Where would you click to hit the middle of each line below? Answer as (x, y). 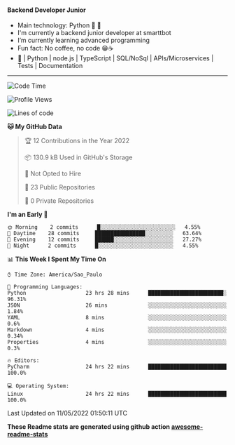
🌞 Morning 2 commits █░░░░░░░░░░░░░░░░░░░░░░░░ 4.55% (104, 227)
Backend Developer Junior (47, 10)
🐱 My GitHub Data (35, 127)
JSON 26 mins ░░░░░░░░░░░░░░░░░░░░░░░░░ (117, 305)
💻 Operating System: (38, 386)
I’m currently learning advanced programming (84, 40)
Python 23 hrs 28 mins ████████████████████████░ (117, 293)
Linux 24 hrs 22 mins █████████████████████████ (117, 394)
